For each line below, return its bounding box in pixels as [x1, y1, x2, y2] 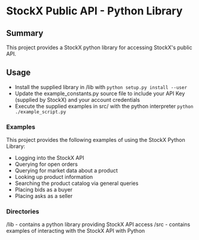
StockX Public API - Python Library [6, 4, 183, 18]
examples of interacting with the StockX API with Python [6, 227, 145, 235]
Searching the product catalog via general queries [14, 180, 139, 187]
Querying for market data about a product [14, 167, 118, 174]
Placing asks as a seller [14, 193, 73, 200]
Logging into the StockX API [14, 154, 85, 162]
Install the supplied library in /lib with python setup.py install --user [14, 83, 187, 90]
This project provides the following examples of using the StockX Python [6, 136, 185, 144]
